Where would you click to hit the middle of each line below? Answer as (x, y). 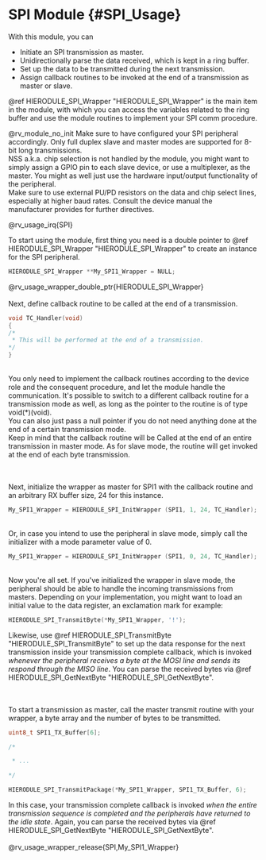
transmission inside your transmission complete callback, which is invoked (130, 652)
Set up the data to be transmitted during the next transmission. (122, 68)
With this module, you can (51, 37)
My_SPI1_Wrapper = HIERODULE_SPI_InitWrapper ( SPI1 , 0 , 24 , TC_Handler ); (133, 556)
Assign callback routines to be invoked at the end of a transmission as (134, 77)
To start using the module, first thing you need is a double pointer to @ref (128, 240)
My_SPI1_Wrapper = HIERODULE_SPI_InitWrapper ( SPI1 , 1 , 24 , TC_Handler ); (133, 510)
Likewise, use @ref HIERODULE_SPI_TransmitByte (90, 635)
